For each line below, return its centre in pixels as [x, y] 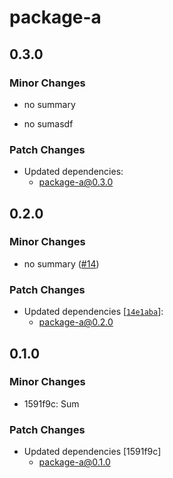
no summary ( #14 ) [61, 263]
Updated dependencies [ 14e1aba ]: [93, 312]
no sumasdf [48, 123]
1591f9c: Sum [51, 403]
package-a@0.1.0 [74, 462]
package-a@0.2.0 [76, 322]
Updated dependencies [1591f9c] [92, 452]
